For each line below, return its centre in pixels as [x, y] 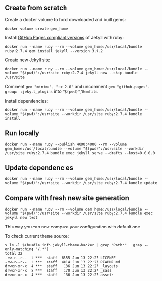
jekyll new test [21, 218]
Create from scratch [36, 8]
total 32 [14, 254]
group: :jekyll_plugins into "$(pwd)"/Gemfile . [52, 91]
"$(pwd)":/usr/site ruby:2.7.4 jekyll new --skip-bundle [79, 73]
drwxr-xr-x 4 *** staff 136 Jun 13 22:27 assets [59, 275]
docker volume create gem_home [37, 29]
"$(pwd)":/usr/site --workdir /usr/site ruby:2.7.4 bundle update [89, 183]
